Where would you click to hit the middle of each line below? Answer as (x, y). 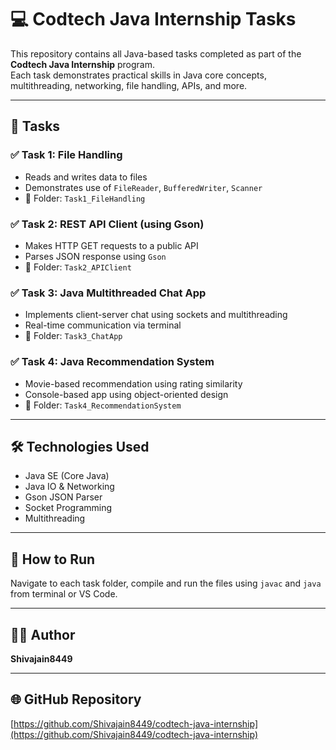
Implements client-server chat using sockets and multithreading (156, 315)
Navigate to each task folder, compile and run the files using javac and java (166, 583)
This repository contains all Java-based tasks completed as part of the (156, 53)
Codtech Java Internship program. (82, 64)
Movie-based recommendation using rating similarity (133, 383)
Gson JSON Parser (63, 497)
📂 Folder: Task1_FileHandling (85, 198)
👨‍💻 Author (43, 634)
